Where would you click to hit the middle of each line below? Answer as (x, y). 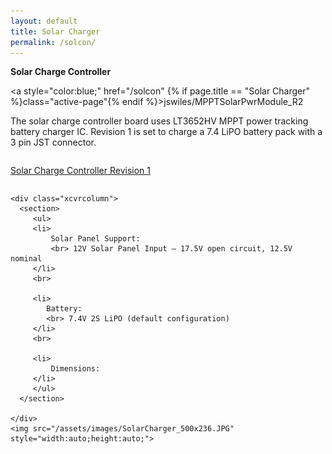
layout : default (44, 21)
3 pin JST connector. (53, 142)
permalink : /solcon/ (53, 42)
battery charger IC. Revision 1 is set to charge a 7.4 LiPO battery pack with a (166, 132)
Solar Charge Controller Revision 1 (81, 171)
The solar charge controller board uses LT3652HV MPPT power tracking (159, 121)
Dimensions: (75, 369)
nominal (26, 259)
